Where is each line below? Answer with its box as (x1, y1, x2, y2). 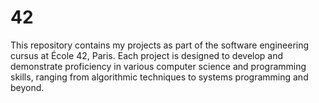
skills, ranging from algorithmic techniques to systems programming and (10, 71, 309, 83)
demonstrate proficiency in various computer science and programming (10, 60, 307, 72)
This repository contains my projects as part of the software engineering (10, 39, 310, 51)
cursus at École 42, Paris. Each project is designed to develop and (10, 49, 284, 61)
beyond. (10, 81, 45, 93)
